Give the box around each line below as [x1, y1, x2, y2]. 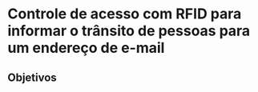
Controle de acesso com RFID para [7, 5, 242, 23]
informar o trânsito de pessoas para [7, 22, 251, 40]
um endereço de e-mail [7, 39, 165, 57]
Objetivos [7, 70, 57, 84]
